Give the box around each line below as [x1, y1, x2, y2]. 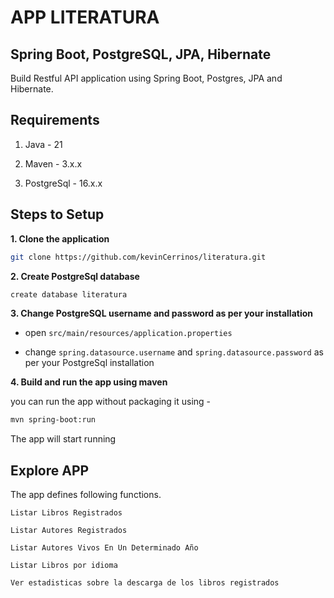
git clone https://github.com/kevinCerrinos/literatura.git [10, 252, 267, 262]
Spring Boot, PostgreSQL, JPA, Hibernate [10, 46, 272, 63]
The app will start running [10, 433, 117, 445]
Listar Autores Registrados [10, 526, 128, 536]
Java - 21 [24, 138, 63, 150]
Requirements [10, 112, 100, 129]
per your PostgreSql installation [24, 357, 155, 369]
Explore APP [10, 462, 90, 479]
